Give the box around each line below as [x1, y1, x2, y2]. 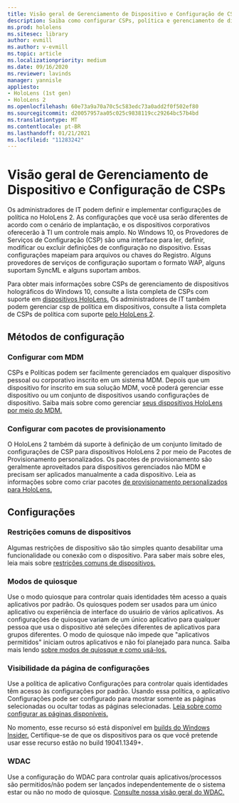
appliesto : [7, 83, 40, 90]
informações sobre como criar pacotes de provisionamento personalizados [7, 478, 228, 486]
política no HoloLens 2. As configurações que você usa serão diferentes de [7, 213, 228, 221]
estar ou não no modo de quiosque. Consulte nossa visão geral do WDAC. [7, 787, 225, 796]
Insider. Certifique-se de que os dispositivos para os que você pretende [7, 731, 218, 740]
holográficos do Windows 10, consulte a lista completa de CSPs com [7, 288, 208, 296]
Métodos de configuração [7, 330, 124, 342]
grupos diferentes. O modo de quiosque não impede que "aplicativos [7, 631, 210, 639]
